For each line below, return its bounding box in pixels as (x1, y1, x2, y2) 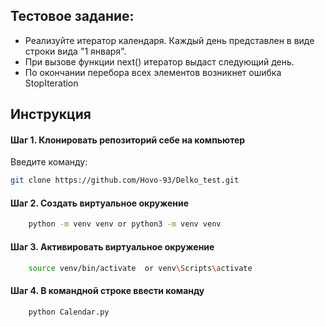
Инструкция (10, 106, 92, 123)
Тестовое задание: (10, 8, 135, 25)
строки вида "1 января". (24, 45, 127, 57)
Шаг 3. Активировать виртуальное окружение (10, 240, 215, 253)
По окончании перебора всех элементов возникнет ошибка (24, 66, 282, 78)
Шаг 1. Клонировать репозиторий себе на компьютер (10, 134, 246, 146)
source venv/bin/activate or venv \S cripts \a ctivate (28, 263, 253, 273)
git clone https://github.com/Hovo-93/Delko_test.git (10, 175, 240, 186)
